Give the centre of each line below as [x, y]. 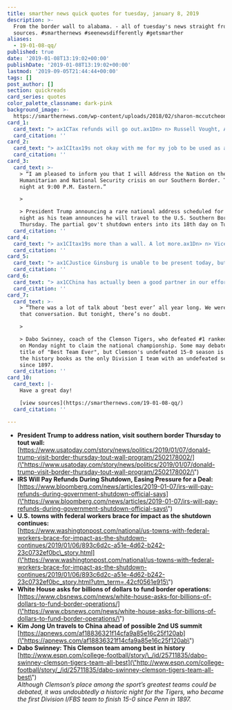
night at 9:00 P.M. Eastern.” [63, 187]
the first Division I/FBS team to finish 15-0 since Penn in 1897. [104, 699]
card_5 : [18, 257]
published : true [30, 52]
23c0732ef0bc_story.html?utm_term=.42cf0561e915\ [93, 582]
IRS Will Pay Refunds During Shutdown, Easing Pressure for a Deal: [115, 479]
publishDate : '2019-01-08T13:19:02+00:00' [69, 65]
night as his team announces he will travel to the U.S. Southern [117, 218]
